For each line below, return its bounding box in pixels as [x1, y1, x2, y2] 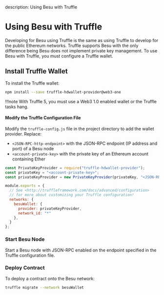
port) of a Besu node [12, 145, 54, 151]
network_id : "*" [18, 210, 51, 216]
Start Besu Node [5, 236, 45, 243]
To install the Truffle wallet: [5, 80, 60, 86]
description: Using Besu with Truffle [5, 4, 77, 10]
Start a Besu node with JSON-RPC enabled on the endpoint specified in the [5, 247, 157, 253]
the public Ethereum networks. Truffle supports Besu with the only [5, 43, 139, 48]
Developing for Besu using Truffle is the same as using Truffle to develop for [5, 37, 159, 43]
